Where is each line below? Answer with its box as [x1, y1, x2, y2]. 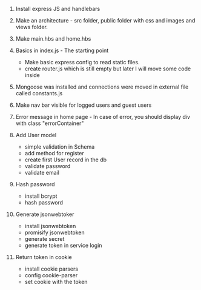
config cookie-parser [24, 272, 78, 278]
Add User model [15, 132, 57, 138]
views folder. [15, 24, 48, 30]
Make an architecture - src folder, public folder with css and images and [15, 17, 196, 24]
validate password [24, 163, 71, 169]
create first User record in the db [24, 156, 107, 163]
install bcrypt [24, 192, 58, 200]
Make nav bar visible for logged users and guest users [15, 101, 152, 109]
